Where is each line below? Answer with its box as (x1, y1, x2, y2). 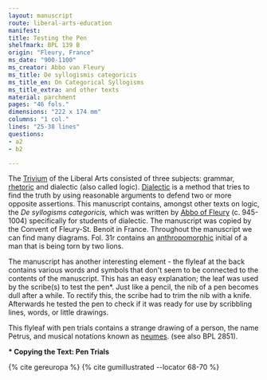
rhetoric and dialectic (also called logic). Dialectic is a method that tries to (8, 182, 250, 192)
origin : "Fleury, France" (8, 49, 94, 57)
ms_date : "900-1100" (8, 57, 77, 65)
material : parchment (8, 93, 77, 101)
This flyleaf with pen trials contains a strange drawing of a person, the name (8, 323, 259, 333)
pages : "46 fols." (8, 100, 69, 108)
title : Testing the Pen (8, 33, 88, 42)
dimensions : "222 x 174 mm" (8, 108, 102, 116)
